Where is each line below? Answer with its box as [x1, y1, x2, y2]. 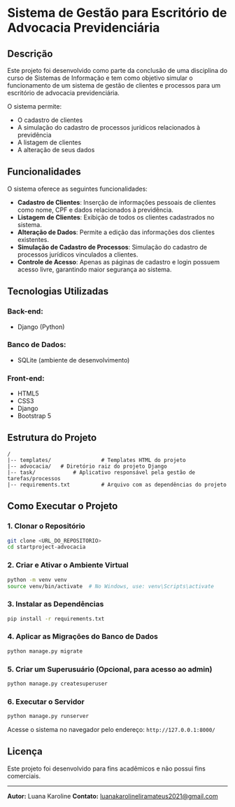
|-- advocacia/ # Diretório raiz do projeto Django [7, 463, 168, 470]
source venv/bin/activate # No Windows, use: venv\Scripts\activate [7, 583, 215, 590]
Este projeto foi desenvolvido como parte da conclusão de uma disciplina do [7, 67, 228, 74]
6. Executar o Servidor [7, 696, 85, 706]
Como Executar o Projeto [7, 500, 118, 513]
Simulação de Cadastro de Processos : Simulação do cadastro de [17, 243, 208, 251]
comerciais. [7, 771, 41, 780]
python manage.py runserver [7, 713, 90, 720]
